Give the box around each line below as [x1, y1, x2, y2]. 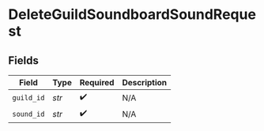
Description [122, 77, 168, 88]
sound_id [12, 109, 45, 118]
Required [79, 77, 115, 88]
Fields [8, 54, 40, 67]
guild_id [12, 93, 45, 102]
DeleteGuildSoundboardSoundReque [8, 6, 257, 24]
